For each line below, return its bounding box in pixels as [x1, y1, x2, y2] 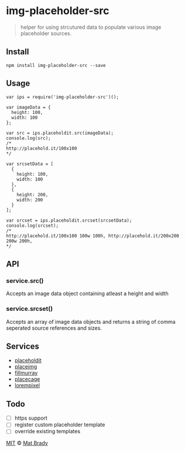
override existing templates [14, 428, 81, 435]
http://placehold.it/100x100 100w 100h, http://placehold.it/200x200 [6, 233, 180, 239]
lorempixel [14, 382, 40, 389]
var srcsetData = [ [6, 160, 54, 167]
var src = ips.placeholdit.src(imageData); [6, 130, 114, 136]
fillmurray [14, 369, 38, 377]
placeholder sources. [20, 29, 72, 36]
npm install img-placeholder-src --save [6, 62, 107, 68]
